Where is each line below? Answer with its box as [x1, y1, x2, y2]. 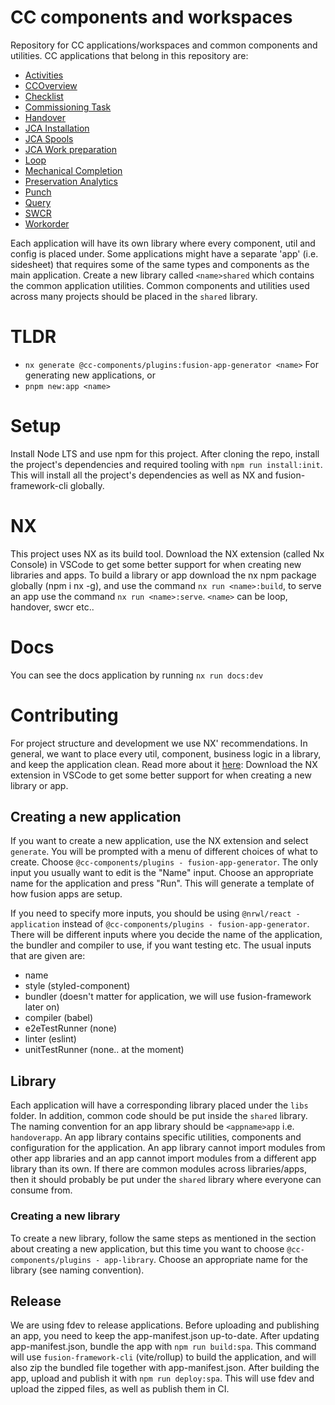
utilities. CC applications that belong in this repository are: [10, 49, 249, 61]
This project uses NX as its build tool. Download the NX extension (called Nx [10, 547, 325, 560]
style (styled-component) [24, 980, 131, 992]
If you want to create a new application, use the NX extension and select [10, 835, 309, 847]
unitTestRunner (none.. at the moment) [24, 1044, 185, 1056]
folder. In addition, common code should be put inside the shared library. [10, 1110, 308, 1122]
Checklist [24, 90, 64, 102]
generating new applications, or [24, 369, 156, 381]
